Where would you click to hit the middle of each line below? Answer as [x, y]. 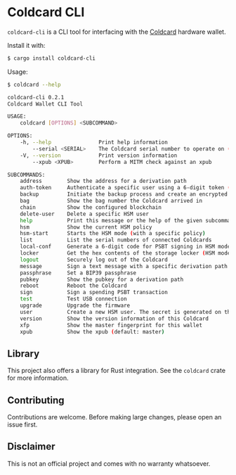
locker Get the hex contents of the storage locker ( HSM [118, 253]
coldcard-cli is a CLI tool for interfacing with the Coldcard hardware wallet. [117, 32]
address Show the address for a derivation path [104, 181]
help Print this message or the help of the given [111, 220]
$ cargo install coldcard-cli [52, 58]
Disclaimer [31, 446]
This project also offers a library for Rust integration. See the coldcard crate [117, 371]
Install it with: [26, 45]
